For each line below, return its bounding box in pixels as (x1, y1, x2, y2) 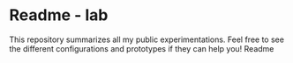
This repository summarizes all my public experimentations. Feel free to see (9, 34, 285, 45)
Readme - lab (9, 5, 109, 25)
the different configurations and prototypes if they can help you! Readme (9, 43, 274, 53)
